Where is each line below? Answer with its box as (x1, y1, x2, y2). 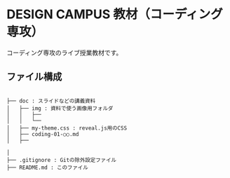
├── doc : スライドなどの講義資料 (6, 97, 96, 104)
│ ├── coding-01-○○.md (6, 130, 79, 137)
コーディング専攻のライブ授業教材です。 (6, 48, 123, 57)
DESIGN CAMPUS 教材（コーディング (6, 6, 223, 22)
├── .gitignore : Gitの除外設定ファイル (6, 156, 117, 163)
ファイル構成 (6, 71, 62, 83)
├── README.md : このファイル (6, 164, 88, 171)
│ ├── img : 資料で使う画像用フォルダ (6, 104, 114, 112)
